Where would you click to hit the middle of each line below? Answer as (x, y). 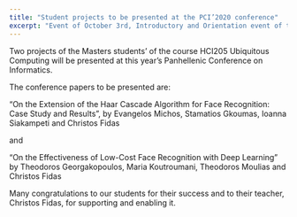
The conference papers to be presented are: (90, 87)
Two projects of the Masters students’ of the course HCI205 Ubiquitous (139, 50)
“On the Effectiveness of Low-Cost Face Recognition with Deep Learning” (144, 157)
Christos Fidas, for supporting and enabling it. (93, 202)
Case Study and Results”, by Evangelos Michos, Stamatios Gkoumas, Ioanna (148, 113)
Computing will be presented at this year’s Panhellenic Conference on (136, 60)
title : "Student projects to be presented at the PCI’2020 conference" (144, 17)
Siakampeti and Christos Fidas (65, 123)
